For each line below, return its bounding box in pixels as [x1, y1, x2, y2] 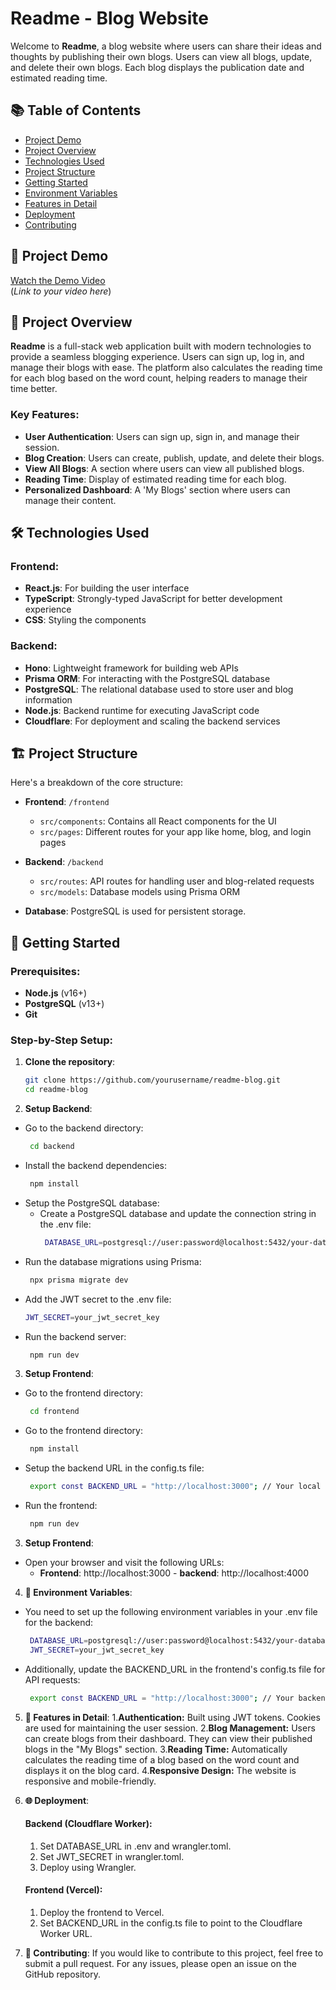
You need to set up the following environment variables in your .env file [24, 1605, 318, 1617]
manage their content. [24, 494, 117, 506]
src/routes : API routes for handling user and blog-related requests [39, 875, 315, 887]
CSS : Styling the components [24, 614, 147, 626]
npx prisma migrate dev [29, 1275, 129, 1285]
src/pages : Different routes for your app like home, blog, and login [39, 826, 312, 838]
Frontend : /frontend [24, 796, 110, 808]
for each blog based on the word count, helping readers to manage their [10, 372, 308, 384]
